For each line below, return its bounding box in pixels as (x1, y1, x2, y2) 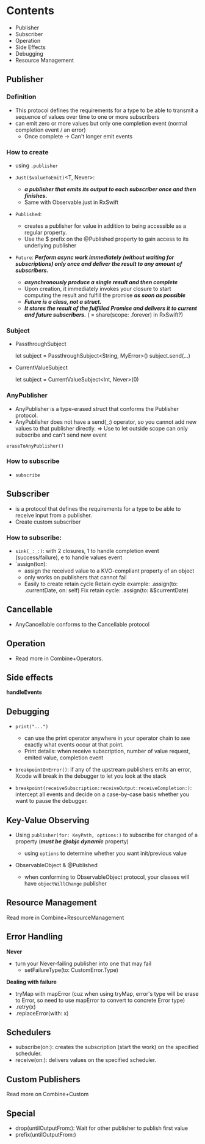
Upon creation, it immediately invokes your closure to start (24, 285, 171, 292)
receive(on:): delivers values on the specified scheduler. (15, 1056, 157, 1064)
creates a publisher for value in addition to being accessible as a (24, 222, 187, 230)
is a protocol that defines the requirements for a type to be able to (15, 505, 181, 512)
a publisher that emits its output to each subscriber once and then (24, 185, 196, 193)
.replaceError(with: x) (15, 1009, 69, 1017)
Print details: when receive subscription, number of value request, (24, 748, 190, 755)
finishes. (24, 192, 48, 199)
